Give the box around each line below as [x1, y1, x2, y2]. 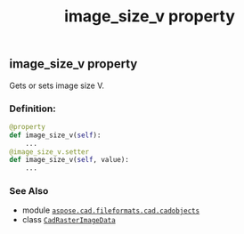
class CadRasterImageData [21, 214, 116, 225]
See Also [9, 185, 49, 198]
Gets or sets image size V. [9, 80, 105, 91]
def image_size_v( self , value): [9, 156, 129, 165]
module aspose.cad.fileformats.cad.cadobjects [21, 205, 200, 215]
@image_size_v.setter [9, 147, 90, 157]
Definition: [9, 102, 56, 115]
